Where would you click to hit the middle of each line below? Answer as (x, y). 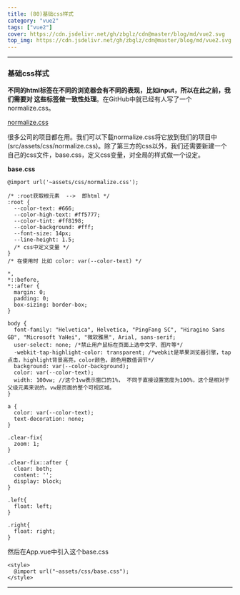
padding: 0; (32, 299)
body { (17, 324)
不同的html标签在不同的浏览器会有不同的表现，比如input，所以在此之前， (116, 91)
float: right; (35, 532)
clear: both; (33, 469)
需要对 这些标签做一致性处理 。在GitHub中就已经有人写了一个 (102, 99)
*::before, (24, 280)
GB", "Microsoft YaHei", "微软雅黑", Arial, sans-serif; (92, 337)
